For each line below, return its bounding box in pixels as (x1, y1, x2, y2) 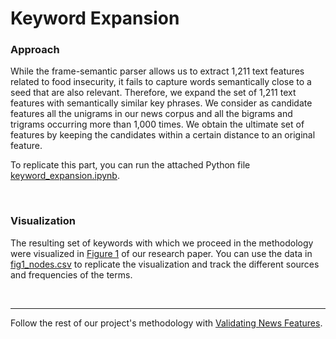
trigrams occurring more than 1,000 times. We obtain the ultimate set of (10, 118, 305, 131)
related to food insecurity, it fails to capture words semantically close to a (10, 76, 312, 88)
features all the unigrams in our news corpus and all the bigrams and (10, 108, 293, 120)
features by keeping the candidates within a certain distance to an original (10, 129, 316, 141)
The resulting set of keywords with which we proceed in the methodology (10, 237, 314, 249)
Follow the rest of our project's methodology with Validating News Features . (10, 317, 323, 329)
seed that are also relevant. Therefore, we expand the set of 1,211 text (10, 87, 297, 99)
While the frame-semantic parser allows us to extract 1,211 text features (10, 65, 305, 77)
